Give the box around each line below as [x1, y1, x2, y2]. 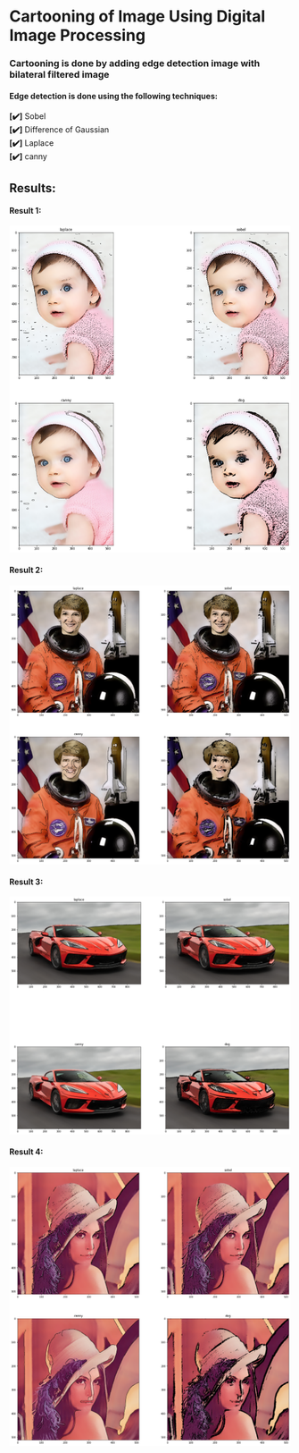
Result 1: [9, 206, 42, 216]
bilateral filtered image [9, 69, 110, 81]
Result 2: [9, 564, 43, 575]
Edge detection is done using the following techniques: [9, 90, 219, 101]
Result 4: [9, 1146, 44, 1157]
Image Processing [9, 25, 145, 46]
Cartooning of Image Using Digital [9, 6, 266, 27]
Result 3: [9, 876, 44, 887]
